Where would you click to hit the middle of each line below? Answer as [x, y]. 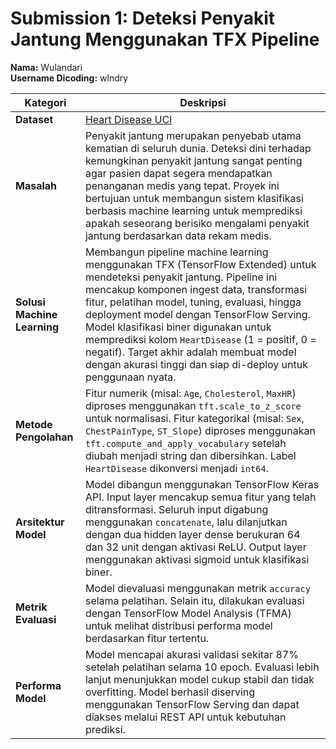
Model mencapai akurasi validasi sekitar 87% [191, 654]
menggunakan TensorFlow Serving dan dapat [192, 704]
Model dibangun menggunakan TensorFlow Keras [202, 484]
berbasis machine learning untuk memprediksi [193, 210]
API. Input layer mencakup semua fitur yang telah [200, 497]
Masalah [36, 185]
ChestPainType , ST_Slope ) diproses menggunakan [200, 430]
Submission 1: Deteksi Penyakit [142, 18]
